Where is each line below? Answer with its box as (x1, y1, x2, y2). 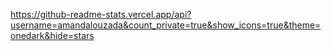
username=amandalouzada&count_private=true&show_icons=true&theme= (10, 19, 322, 31)
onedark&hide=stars (10, 30, 95, 41)
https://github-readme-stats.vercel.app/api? (10, 9, 192, 20)
